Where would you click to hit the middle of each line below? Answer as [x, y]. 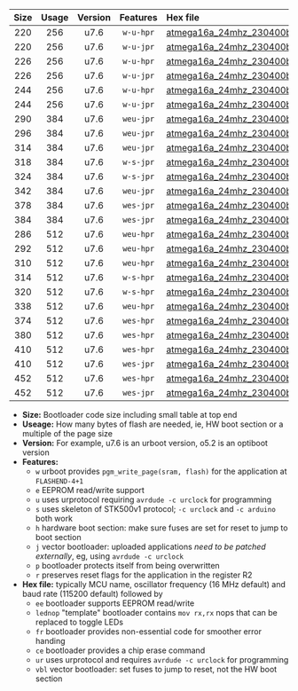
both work [54, 518]
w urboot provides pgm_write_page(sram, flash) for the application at [161, 471]
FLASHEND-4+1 [59, 482]
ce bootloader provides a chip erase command [120, 650]
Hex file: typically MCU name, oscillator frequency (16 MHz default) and [154, 584]
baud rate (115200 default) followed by [92, 594]
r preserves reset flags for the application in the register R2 [144, 575]
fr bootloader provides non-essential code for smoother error [148, 632]
